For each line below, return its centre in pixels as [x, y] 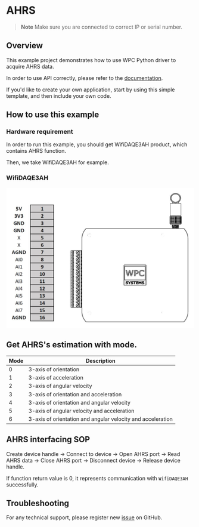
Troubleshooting [38, 503]
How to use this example [53, 115]
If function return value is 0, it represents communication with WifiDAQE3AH [97, 478]
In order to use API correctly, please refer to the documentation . [85, 78]
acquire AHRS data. [30, 66]
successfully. [22, 485]
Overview [25, 46]
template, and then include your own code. [59, 95]
